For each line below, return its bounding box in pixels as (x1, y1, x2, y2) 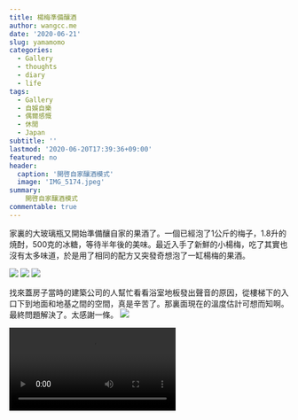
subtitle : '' (9, 136, 58, 145)
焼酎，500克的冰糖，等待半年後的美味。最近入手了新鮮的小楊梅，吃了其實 (9, 238, 280, 249)
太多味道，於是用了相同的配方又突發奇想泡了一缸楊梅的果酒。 (24, 250, 250, 261)
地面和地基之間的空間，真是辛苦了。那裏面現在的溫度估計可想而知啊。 (32, 298, 289, 308)
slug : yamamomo (9, 37, 66, 47)
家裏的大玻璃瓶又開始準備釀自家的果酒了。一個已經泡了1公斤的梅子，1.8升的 (9, 228, 286, 238)
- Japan (17, 128, 46, 137)
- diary (17, 71, 46, 80)
